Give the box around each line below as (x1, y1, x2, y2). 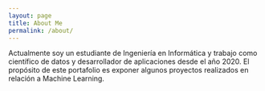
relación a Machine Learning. (8, 73, 104, 84)
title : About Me (8, 19, 63, 27)
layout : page (8, 11, 52, 20)
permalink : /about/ (8, 26, 74, 34)
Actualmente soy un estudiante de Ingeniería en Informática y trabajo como (8, 49, 258, 58)
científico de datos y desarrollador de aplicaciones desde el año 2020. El (8, 57, 250, 66)
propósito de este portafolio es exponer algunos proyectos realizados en (8, 65, 249, 75)
